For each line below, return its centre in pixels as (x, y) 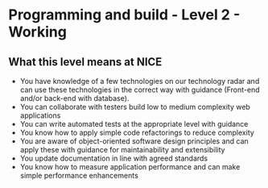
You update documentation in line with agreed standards (114, 158)
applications (40, 115)
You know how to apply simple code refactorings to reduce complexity (137, 132)
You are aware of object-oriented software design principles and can (134, 141)
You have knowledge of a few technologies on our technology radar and (140, 81)
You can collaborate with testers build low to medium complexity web (135, 107)
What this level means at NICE (85, 62)
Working (37, 32)
